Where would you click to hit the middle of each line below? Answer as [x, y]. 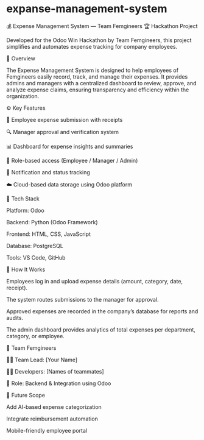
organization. [23, 96]
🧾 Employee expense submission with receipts [65, 119]
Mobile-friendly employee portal [47, 430]
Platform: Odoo [25, 210]
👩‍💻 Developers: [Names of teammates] [55, 371]
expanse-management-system [87, 9]
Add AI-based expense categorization [54, 406]
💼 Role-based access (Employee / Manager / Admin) [72, 160]
